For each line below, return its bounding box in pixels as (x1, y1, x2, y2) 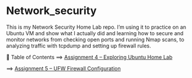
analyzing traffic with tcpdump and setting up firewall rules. (6, 42, 151, 49)
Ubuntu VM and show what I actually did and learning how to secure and (6, 29, 184, 36)
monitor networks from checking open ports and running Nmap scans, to (6, 36, 185, 43)
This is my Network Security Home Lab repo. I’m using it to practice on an (6, 23, 187, 30)
